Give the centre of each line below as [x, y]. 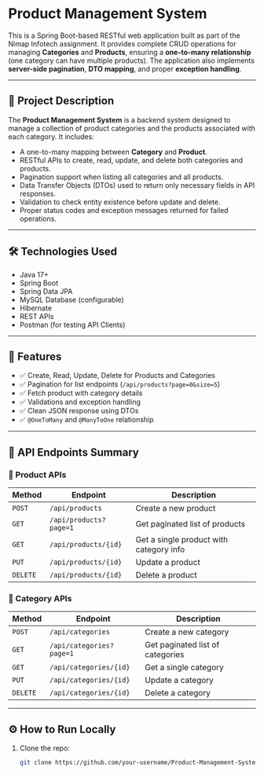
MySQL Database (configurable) [71, 299]
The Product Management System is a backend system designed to [119, 119]
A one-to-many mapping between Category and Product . [113, 152]
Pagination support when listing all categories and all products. [121, 177]
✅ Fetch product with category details [81, 393]
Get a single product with [182, 540]
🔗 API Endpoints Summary [73, 452]
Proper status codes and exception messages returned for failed [124, 210]
